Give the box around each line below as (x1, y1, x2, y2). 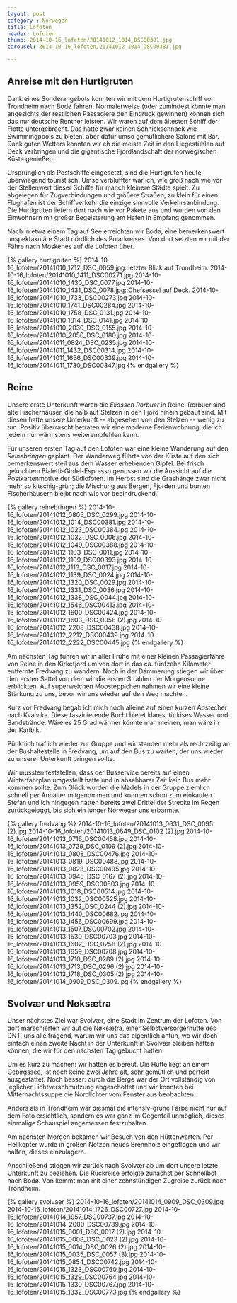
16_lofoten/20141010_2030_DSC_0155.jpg (7, 323, 127, 332)
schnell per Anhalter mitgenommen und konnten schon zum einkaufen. (7, 790, 214, 799)
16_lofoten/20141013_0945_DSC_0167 (7, 871, 117, 881)
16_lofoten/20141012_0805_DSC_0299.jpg (7, 510, 129, 519)
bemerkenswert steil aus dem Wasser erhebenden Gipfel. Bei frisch (7, 459, 204, 468)
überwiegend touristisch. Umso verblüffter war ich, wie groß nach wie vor (7, 175, 223, 184)
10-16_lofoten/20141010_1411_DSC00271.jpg (7, 270, 133, 279)
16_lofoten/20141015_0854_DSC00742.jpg (7, 1258, 129, 1266)
